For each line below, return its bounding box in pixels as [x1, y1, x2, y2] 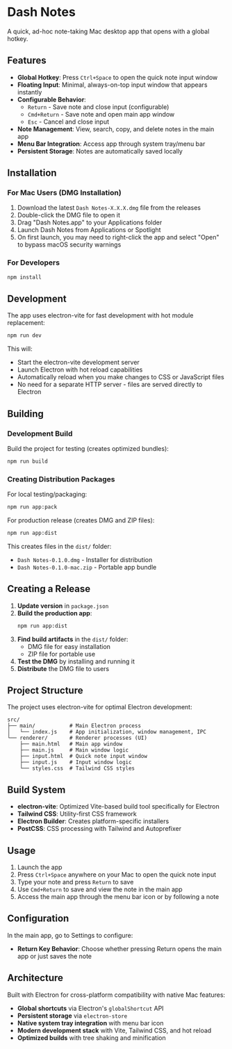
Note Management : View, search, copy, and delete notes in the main [17, 124, 215, 133]
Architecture [7, 972, 64, 984]
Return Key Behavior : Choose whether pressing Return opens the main [17, 944, 222, 952]
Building [7, 408, 44, 420]
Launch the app [17, 863, 63, 872]
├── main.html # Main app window [19, 741, 123, 747]
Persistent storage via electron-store [17, 1011, 128, 1020]
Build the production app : [17, 609, 92, 617]
